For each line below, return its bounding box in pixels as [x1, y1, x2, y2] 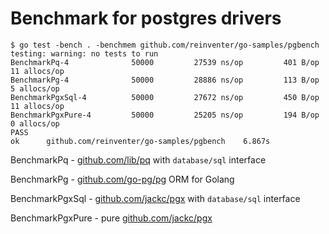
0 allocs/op [10, 118, 60, 129]
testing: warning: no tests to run [10, 48, 159, 59]
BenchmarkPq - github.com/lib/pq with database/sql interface [10, 153, 267, 166]
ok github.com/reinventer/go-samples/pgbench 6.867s [10, 136, 271, 146]
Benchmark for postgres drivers [10, 7, 282, 30]
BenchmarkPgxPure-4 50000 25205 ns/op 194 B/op [10, 110, 320, 120]
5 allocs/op [10, 83, 60, 94]
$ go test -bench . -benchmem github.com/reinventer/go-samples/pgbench [10, 40, 320, 50]
